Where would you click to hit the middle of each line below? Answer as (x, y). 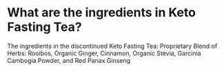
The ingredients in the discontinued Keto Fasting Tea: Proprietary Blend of (112, 46)
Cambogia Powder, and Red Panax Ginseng (69, 60)
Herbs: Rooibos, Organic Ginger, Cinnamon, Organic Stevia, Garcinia (104, 53)
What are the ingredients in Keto (102, 13)
